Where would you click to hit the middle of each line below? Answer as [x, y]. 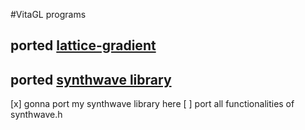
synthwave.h [36, 115]
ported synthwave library [91, 79]
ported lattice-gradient [83, 45]
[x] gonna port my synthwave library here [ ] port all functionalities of [152, 104]
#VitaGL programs [48, 14]
